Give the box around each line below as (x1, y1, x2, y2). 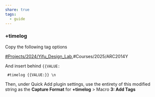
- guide (9, 16, 26, 21)
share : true (5, 7, 30, 12)
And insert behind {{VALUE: (5, 63, 61, 69)
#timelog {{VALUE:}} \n (7, 72, 56, 77)
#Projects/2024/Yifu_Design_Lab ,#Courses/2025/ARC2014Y (5, 53, 128, 59)
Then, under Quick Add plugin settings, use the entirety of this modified (5, 81, 151, 87)
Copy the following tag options (5, 44, 67, 50)
